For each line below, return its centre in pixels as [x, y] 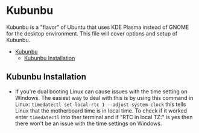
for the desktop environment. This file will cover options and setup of [92, 33]
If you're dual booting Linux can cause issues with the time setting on [101, 91]
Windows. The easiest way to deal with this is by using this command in [104, 97]
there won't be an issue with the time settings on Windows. [88, 123]
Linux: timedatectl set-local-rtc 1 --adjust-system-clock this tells [100, 104]
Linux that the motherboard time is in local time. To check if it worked [101, 110]
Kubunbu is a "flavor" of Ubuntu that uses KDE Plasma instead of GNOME [98, 27]
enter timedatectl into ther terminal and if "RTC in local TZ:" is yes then [104, 117]
